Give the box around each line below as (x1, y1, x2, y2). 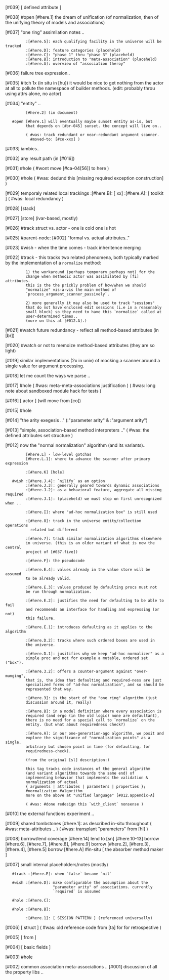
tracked (5, 44, 22, 49)
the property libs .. (5, 969, 44, 975)
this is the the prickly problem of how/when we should (25, 283, 146, 288)
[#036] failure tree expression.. (5, 70, 70, 76)
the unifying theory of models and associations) (5, 20, 105, 25)
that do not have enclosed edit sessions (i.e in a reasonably (25, 305, 162, 310)
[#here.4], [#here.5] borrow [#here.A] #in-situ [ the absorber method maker (5, 846, 163, 852)
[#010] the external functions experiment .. (5, 811, 95, 817)
